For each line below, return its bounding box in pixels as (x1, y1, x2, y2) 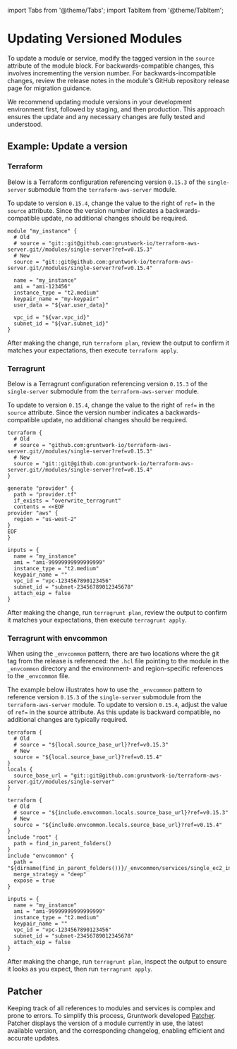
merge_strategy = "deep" (13, 871, 87, 878)
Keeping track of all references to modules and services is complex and (7, 1004, 216, 1012)
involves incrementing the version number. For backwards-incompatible (7, 68, 217, 77)
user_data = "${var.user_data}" (13, 301, 109, 309)
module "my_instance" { (7, 227, 78, 235)
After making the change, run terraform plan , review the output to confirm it (7, 338, 229, 347)
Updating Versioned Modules (7, 31, 183, 47)
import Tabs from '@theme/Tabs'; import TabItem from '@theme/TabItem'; (7, 6, 224, 14)
